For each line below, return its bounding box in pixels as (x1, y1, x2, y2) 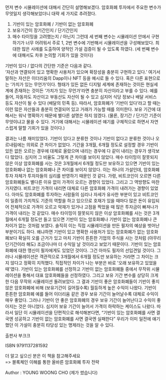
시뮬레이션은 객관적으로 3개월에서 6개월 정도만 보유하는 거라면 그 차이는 (14, 254, 154, 260)
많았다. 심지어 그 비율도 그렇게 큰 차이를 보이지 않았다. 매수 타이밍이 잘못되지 (10, 154, 159, 160)
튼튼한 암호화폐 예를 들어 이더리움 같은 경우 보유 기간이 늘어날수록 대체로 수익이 (5, 291, 159, 297)
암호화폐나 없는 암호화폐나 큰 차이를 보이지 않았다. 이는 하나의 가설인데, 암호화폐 (5, 167, 160, 173)
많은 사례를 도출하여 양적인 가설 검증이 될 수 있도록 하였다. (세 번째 (21, 46, 150, 52)
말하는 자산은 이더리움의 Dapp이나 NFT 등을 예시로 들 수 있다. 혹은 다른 (5, 75, 144, 81)
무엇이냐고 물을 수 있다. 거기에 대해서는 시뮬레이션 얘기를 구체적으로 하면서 (5, 119, 150, 124)
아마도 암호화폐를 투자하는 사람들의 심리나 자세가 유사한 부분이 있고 (11, 191, 141, 197)
